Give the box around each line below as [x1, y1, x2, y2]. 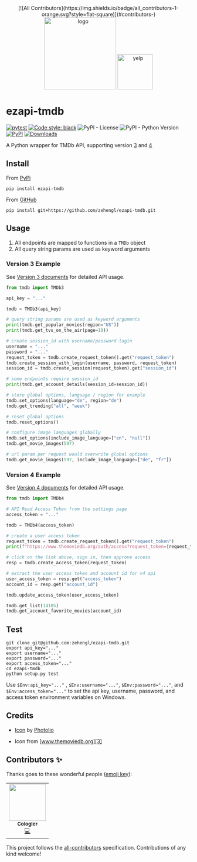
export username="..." [6, 650, 62, 657]
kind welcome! [6, 850, 42, 857]
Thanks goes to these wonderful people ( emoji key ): [6, 770, 133, 777]
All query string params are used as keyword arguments [14, 245, 151, 252]
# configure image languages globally [6, 430, 101, 436]
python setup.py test [6, 671, 59, 677]
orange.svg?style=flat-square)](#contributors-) [41, 11, 156, 18]
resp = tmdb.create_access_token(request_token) [6, 560, 127, 566]
